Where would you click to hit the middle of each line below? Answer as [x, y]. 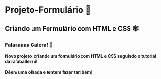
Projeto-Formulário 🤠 [48, 10]
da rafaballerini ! [21, 61]
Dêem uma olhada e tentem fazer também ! [49, 72]
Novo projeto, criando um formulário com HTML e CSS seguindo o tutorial [81, 56]
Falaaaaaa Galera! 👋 [29, 45]
